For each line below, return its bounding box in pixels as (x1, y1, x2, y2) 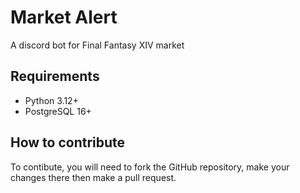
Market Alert (10, 6, 118, 29)
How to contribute (10, 134, 126, 151)
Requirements (10, 68, 100, 85)
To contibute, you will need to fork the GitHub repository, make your (10, 161, 290, 173)
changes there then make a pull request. (10, 171, 177, 183)
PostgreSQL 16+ (24, 105, 92, 117)
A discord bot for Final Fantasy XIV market (10, 39, 185, 51)
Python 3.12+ (24, 94, 79, 106)
